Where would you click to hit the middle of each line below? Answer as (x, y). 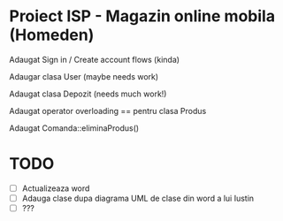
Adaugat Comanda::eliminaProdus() (74, 128)
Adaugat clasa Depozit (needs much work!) (88, 94)
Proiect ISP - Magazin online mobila (142, 16)
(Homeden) (52, 35)
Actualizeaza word (56, 188)
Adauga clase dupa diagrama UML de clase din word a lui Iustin (138, 198)
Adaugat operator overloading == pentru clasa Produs (108, 110)
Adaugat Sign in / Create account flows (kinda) (94, 59)
